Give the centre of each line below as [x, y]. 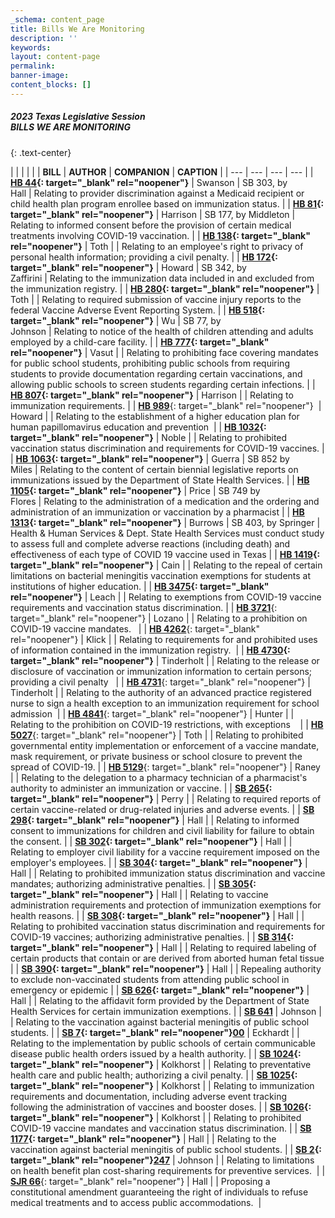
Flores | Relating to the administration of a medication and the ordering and [165, 501]
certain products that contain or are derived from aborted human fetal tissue [167, 958]
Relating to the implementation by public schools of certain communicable [163, 1043]
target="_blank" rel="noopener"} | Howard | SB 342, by [128, 267]
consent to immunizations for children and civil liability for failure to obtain [162, 830]
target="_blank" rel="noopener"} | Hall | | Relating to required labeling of [163, 947]
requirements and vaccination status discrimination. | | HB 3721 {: [144, 607]
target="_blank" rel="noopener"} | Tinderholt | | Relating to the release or [165, 660]
